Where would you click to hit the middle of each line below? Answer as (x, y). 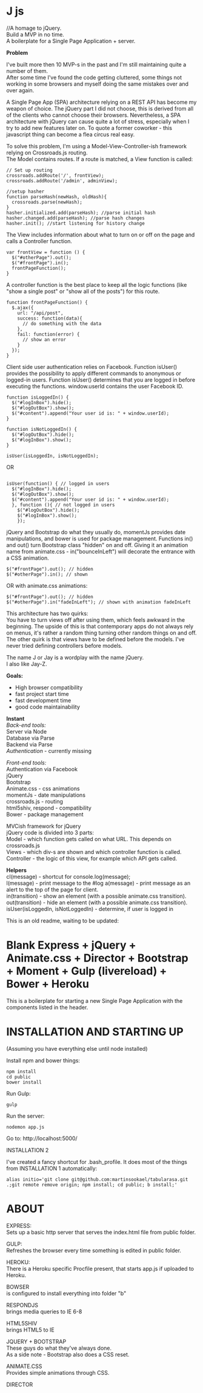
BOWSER (18, 1287)
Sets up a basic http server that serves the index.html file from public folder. (101, 1232)
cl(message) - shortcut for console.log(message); (68, 876)
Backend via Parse (30, 744)
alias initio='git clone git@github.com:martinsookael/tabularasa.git (97, 1179)
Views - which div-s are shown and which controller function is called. (94, 851)
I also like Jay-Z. (27, 664)
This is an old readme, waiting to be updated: (63, 920)
